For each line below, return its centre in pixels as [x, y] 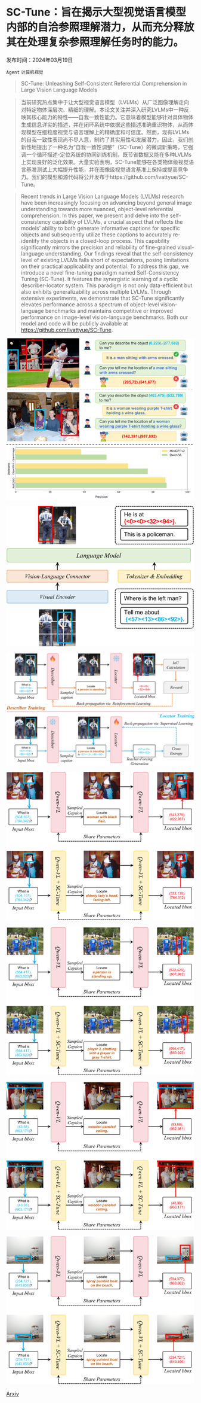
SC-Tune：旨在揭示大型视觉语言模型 [96, 12]
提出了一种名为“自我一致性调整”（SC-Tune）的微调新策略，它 [112, 147]
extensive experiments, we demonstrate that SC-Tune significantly [103, 298]
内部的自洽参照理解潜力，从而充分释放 [101, 27]
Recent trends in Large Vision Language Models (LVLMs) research [102, 196]
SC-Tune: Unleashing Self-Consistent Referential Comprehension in [104, 83]
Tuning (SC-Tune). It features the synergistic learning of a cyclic [99, 279]
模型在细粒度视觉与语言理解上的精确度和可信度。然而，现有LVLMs [108, 132]
